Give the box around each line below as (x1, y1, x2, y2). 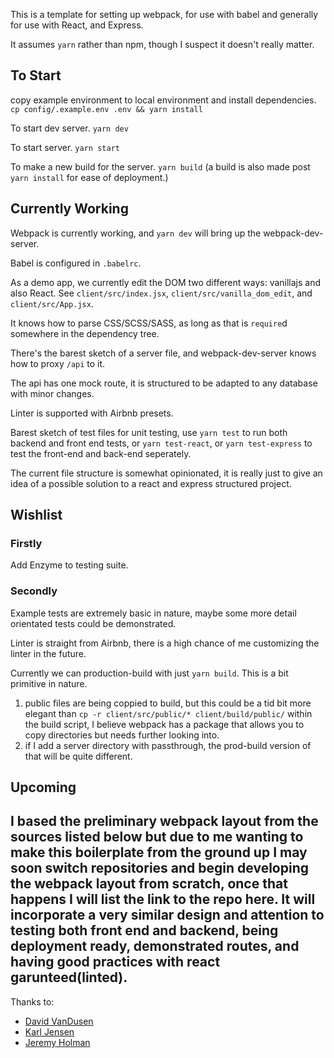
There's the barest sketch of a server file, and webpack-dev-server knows (10, 347, 317, 359)
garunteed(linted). (10, 969, 128, 986)
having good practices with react (10, 954, 221, 971)
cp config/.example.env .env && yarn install (10, 104, 203, 114)
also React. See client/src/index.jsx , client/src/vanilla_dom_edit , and (10, 287, 313, 299)
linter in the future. (10, 647, 87, 659)
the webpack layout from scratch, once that (10, 875, 288, 893)
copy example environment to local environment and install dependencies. (10, 94, 317, 106)
